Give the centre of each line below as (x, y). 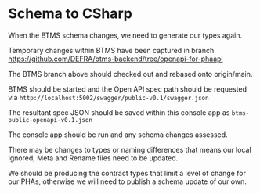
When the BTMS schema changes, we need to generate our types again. (125, 35)
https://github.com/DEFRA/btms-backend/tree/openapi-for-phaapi (116, 59)
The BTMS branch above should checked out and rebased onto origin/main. (130, 74)
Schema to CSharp (70, 14)
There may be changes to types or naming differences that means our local (130, 149)
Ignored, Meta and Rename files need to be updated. (93, 158)
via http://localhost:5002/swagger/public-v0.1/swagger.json (108, 97)
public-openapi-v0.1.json (50, 120)
